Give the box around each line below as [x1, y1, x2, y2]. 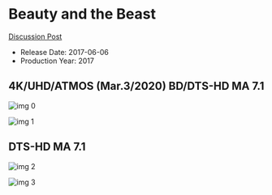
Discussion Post [8, 32, 63, 41]
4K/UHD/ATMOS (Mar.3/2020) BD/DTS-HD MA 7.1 [8, 79, 265, 93]
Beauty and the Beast [8, 5, 157, 23]
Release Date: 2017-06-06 [19, 47, 110, 57]
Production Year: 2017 [19, 56, 95, 66]
